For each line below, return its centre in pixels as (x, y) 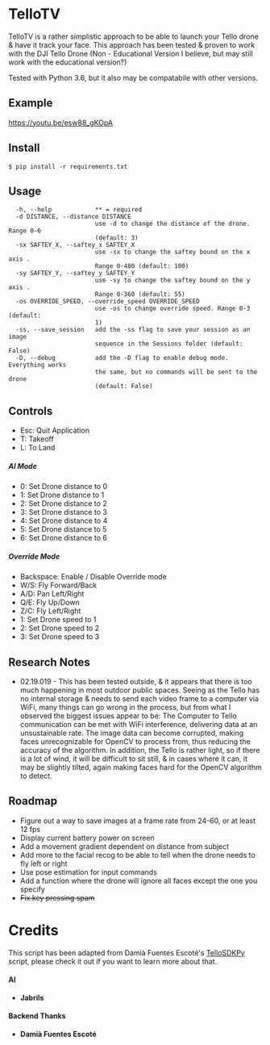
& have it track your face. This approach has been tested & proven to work (132, 44)
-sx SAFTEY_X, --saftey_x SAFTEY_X (75, 245)
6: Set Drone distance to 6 (63, 538)
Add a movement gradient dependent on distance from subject (125, 846)
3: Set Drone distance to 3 (63, 512)
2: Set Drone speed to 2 (59, 628)
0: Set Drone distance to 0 (64, 487)
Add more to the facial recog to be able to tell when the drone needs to (137, 855)
